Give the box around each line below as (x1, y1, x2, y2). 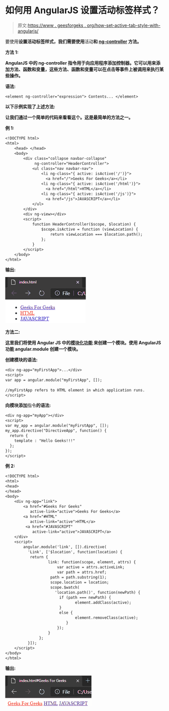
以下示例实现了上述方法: (5, 103, 55, 109)
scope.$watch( (50, 585, 80, 590)
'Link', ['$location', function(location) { (27, 549, 123, 554)
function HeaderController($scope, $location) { (32, 221, 136, 227)
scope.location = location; (50, 580, 109, 585)
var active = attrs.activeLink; (57, 564, 125, 569)
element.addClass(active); (74, 600, 132, 605)
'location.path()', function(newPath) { (54, 590, 141, 595)
